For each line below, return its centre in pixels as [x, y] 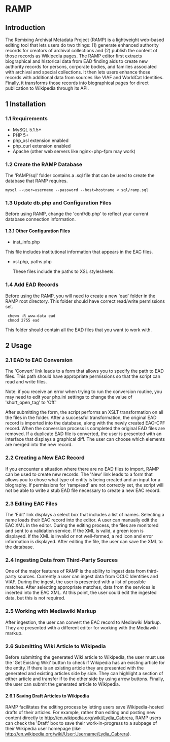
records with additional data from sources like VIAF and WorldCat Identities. [84, 77]
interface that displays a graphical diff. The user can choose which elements [85, 439]
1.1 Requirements [27, 119]
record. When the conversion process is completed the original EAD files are [85, 429]
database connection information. [41, 219]
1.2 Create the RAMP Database [44, 164]
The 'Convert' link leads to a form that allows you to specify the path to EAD [84, 371]
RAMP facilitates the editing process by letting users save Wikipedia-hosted [84, 707]
